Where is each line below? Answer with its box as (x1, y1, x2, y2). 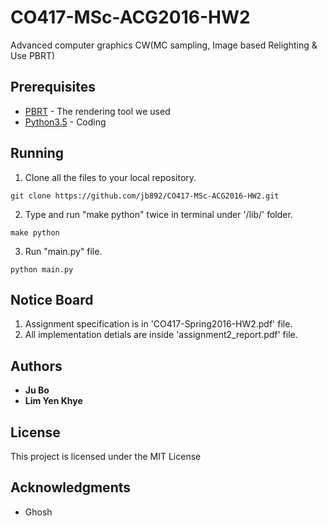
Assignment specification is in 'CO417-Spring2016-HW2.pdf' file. (24, 318, 293, 330)
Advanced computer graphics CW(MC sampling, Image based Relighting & (10, 39, 318, 51)
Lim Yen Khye (24, 395, 83, 407)
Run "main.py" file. (24, 245, 103, 257)
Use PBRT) (10, 49, 56, 61)
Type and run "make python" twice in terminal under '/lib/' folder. (24, 208, 293, 220)
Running (10, 145, 65, 162)
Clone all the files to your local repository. (24, 171, 197, 183)
